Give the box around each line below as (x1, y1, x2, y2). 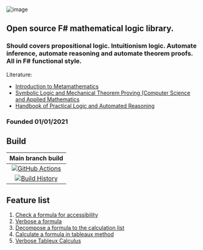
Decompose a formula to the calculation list (15, 224, 125, 232)
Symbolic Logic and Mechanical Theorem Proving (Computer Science (15, 89, 191, 96)
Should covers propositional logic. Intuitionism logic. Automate (6, 41, 197, 50)
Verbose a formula (15, 218, 62, 225)
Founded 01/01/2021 (6, 117, 68, 126)
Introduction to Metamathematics (15, 82, 99, 90)
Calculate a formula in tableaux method (15, 230, 114, 238)
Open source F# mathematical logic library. (6, 23, 174, 34)
